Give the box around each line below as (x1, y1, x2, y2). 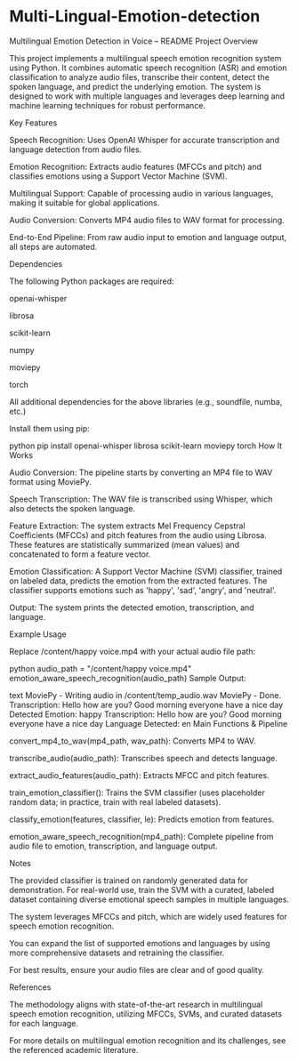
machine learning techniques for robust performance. (9, 100, 206, 110)
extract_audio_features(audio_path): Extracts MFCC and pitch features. (9, 769, 270, 780)
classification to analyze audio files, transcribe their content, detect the (9, 71, 270, 82)
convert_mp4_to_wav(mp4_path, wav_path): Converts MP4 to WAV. (9, 736, 256, 746)
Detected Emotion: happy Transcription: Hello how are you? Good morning (9, 709, 282, 720)
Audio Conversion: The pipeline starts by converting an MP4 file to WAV (9, 467, 273, 478)
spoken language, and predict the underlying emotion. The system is (9, 81, 262, 92)
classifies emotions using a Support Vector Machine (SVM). (9, 171, 228, 181)
